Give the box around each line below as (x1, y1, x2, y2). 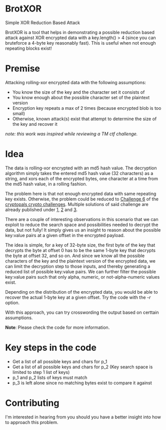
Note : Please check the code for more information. (5, 324, 110, 330)
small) (12, 110, 25, 116)
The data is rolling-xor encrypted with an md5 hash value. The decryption (5, 165, 157, 171)
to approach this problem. (5, 419, 58, 425)
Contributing (5, 397, 59, 408)
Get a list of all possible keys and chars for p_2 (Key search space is (12, 364, 153, 370)
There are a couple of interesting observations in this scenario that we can (5, 216, 158, 222)
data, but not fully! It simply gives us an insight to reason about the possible (5, 227, 161, 233)
